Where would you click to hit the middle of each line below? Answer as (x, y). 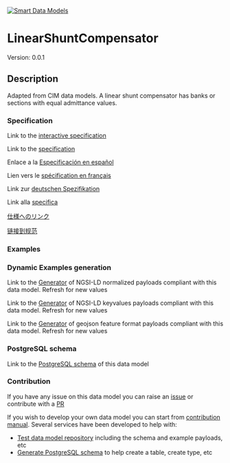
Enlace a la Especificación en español (61, 162)
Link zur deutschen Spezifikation (54, 189)
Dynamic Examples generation (59, 267)
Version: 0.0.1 (26, 57)
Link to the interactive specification (57, 136)
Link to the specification (41, 149)
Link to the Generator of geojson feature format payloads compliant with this (115, 324)
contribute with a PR (36, 404)
